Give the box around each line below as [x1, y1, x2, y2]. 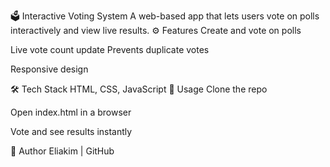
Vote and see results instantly [10, 126, 133, 137]
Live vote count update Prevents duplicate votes [10, 44, 210, 55]
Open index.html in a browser [10, 106, 132, 118]
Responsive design [10, 63, 89, 75]
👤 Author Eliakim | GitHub [10, 145, 115, 157]
